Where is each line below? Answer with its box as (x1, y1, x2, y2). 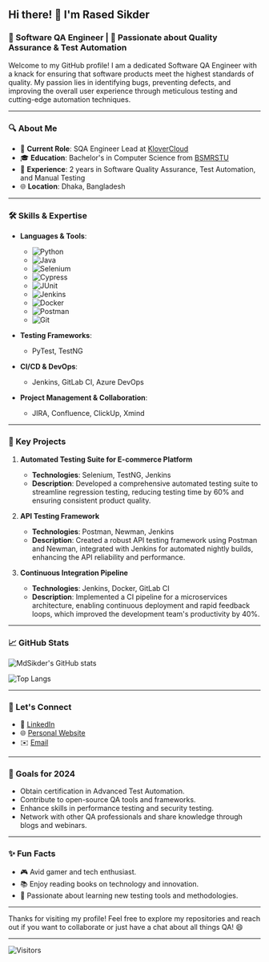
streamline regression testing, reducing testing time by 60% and (31, 487, 244, 496)
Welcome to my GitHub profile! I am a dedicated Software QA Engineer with (8, 60, 258, 70)
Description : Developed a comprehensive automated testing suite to (31, 479, 259, 488)
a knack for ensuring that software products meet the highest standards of (8, 69, 255, 79)
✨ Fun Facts (8, 848, 56, 859)
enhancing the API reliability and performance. (31, 552, 186, 562)
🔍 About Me (8, 122, 58, 133)
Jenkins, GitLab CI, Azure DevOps (31, 377, 144, 387)
